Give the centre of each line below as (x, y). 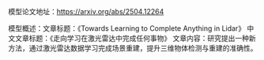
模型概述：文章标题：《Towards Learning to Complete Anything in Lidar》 (127, 28)
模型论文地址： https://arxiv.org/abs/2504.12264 (86, 11)
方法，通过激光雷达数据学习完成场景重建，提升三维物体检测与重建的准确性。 (133, 48)
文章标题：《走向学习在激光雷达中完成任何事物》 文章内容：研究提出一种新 (135, 38)
